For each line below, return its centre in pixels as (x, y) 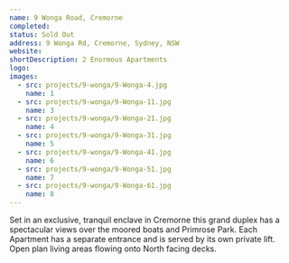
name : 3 (40, 110)
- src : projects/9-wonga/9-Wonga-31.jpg (94, 136)
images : (24, 77)
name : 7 (40, 177)
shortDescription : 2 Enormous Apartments (89, 60)
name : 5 (40, 144)
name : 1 (40, 93)
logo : (19, 69)
